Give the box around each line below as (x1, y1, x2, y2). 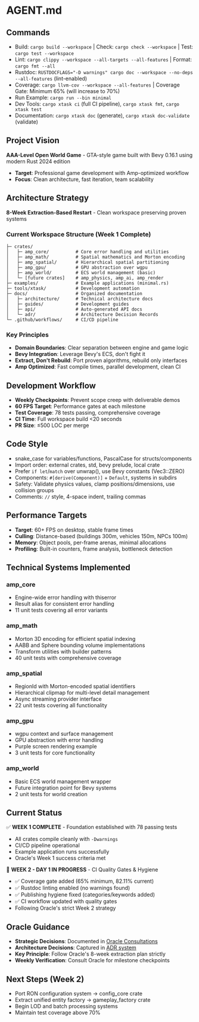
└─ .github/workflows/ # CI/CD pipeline (6, 317, 119, 323)
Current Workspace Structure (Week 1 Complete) (6, 230, 151, 238)
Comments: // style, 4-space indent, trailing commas (14, 493, 146, 500)
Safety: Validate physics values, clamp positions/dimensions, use (14, 480, 175, 487)
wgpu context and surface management (14, 730, 113, 738)
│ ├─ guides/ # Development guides (6, 301, 129, 307)
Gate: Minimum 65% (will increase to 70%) (14, 88, 120, 94)
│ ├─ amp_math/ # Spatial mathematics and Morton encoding (6, 254, 185, 260)
